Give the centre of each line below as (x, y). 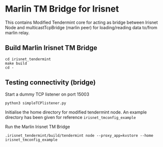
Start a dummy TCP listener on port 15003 (47, 94)
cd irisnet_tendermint (28, 59)
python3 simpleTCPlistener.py (36, 103)
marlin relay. (18, 33)
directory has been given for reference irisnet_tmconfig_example (71, 117)
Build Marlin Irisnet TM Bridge (51, 48)
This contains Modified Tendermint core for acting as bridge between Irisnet (81, 22)
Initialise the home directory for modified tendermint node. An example (76, 112)
